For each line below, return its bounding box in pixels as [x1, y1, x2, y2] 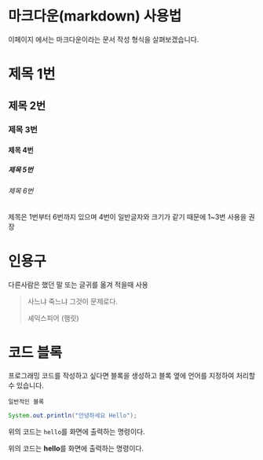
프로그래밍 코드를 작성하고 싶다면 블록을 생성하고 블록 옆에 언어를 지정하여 [8, 371, 235, 381]
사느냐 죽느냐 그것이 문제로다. [27, 296, 119, 306]
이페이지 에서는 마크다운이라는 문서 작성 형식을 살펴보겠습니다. [8, 35, 199, 44]
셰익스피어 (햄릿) [27, 313, 80, 322]
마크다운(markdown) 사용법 [8, 7, 182, 25]
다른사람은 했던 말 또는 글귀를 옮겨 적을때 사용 [8, 280, 149, 289]
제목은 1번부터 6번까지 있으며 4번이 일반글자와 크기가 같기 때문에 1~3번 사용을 [8, 212, 247, 221]
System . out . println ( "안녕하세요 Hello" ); [8, 412, 137, 420]
